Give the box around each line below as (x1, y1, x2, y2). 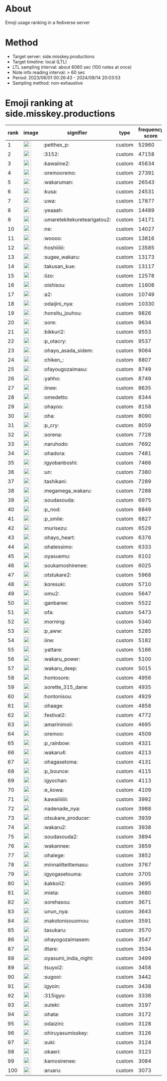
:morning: (43, 618, 66, 625)
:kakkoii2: (43, 880, 66, 887)
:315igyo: (43, 992, 66, 999)
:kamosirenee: (43, 1058, 77, 1065)
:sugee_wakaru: (43, 253, 81, 260)
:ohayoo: (43, 403, 64, 410)
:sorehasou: (43, 899, 71, 905)
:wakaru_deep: (43, 665, 78, 672)
